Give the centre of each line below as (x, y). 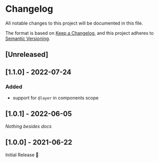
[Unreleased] (27, 55)
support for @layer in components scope (56, 98)
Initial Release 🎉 (22, 155)
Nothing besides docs (28, 126)
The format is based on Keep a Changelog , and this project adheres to (79, 33)
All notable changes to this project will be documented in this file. (74, 23)
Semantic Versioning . (28, 38)
